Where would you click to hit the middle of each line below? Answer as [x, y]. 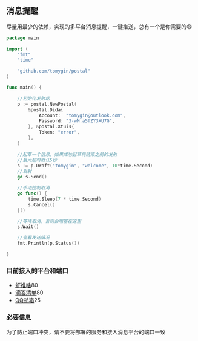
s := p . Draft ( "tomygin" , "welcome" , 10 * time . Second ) [85, 166]
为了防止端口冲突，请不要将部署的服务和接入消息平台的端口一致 [86, 332]
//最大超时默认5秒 [37, 160]
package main [23, 38]
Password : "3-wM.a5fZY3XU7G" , [77, 121]
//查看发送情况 [34, 238]
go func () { [32, 193]
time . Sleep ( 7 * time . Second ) [65, 199]
